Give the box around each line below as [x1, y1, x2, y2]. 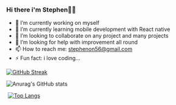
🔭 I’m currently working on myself [15, 19, 100, 27]
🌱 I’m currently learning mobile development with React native [15, 25, 171, 33]
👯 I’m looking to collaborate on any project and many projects [15, 32, 169, 39]
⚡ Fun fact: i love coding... [15, 55, 81, 62]
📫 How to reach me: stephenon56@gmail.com [15, 46, 132, 53]
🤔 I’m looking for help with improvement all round [15, 39, 138, 46]
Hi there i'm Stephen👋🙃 [6, 5, 76, 14]
